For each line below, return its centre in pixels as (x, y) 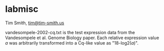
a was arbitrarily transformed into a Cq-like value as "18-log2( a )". (72, 43)
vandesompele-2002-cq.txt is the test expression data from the (70, 32)
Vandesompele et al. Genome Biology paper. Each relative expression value (82, 38)
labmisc (22, 9)
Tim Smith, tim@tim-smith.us (35, 23)
